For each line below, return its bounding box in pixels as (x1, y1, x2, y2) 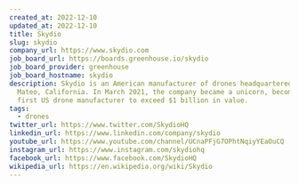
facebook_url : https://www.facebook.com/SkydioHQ (9, 153, 198, 163)
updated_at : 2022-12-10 (9, 21, 98, 30)
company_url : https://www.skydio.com (9, 46, 149, 55)
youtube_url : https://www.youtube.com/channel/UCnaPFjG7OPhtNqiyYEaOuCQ (9, 137, 285, 146)
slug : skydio (9, 37, 58, 47)
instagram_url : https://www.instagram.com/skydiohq (9, 145, 205, 154)
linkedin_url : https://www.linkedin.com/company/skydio (9, 129, 221, 138)
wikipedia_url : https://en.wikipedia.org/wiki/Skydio (9, 162, 214, 171)
